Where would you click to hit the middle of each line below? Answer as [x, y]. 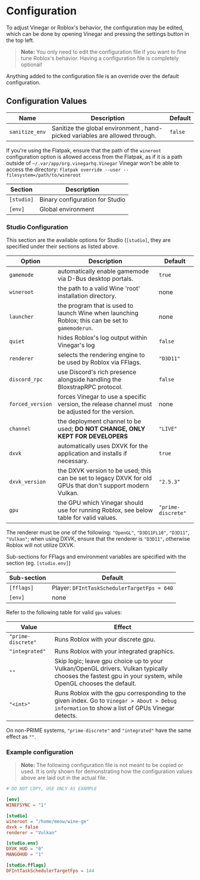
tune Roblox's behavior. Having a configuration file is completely [100, 58]
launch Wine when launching [98, 313]
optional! [32, 65]
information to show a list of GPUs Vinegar [114, 708]
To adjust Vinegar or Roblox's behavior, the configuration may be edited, [95, 27]
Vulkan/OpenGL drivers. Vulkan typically [111, 669]
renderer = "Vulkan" [32, 833]
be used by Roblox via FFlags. [99, 363]
